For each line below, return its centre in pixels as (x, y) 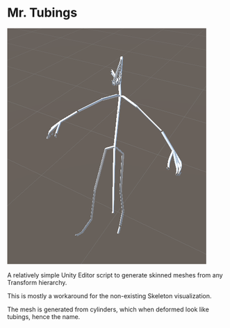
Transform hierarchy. (37, 282)
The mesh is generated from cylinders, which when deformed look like (108, 309)
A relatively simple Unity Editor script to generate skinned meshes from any (115, 275)
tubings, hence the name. (44, 316)
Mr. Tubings (42, 13)
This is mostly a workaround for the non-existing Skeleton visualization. (109, 295)
